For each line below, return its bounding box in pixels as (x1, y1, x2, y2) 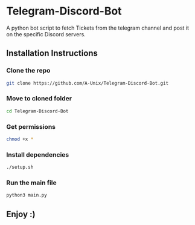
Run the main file (6, 178, 57, 187)
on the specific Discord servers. (6, 30, 86, 37)
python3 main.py (6, 192, 47, 198)
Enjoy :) (6, 209, 36, 219)
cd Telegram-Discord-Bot (6, 108, 69, 114)
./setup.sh (6, 165, 34, 171)
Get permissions (6, 122, 56, 131)
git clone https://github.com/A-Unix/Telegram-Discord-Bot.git (6, 80, 169, 86)
